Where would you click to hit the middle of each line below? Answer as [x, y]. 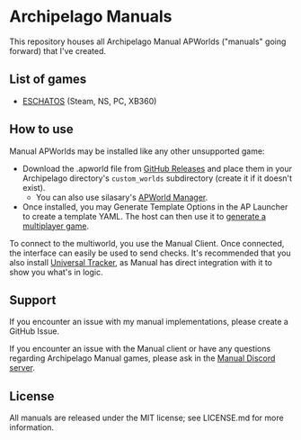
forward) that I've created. [58, 50]
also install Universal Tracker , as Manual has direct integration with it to [141, 262]
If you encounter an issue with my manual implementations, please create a [149, 322]
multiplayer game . [56, 226]
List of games [48, 80]
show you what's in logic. [56, 272]
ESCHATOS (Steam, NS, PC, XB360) [89, 101]
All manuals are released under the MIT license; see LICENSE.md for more [147, 418]
